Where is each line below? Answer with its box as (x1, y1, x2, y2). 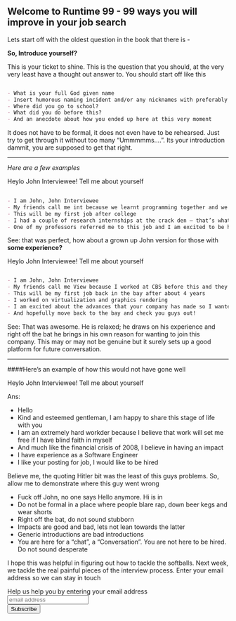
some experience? (7, 244, 63, 252)
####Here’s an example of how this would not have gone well (7, 365, 186, 373)
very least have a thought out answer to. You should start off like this (7, 70, 206, 78)
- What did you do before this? (7, 109, 102, 117)
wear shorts (17, 507, 53, 516)
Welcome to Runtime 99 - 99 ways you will (7, 6, 198, 18)
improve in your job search (7, 17, 126, 29)
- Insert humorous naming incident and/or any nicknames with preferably (7, 96, 228, 103)
